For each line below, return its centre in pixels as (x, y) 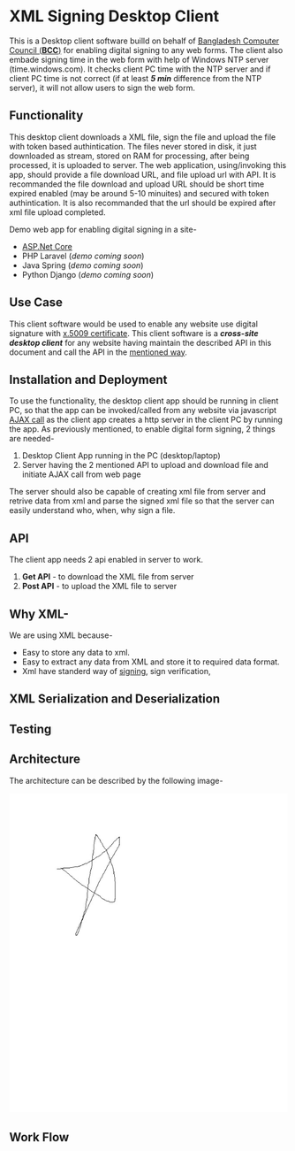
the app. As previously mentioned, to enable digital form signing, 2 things (142, 429)
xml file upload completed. (57, 212)
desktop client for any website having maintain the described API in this (140, 342)
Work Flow (39, 1137)
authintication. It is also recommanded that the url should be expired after (143, 203)
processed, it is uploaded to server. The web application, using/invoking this (148, 165)
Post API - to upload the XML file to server (99, 587)
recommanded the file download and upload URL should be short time (137, 184)
